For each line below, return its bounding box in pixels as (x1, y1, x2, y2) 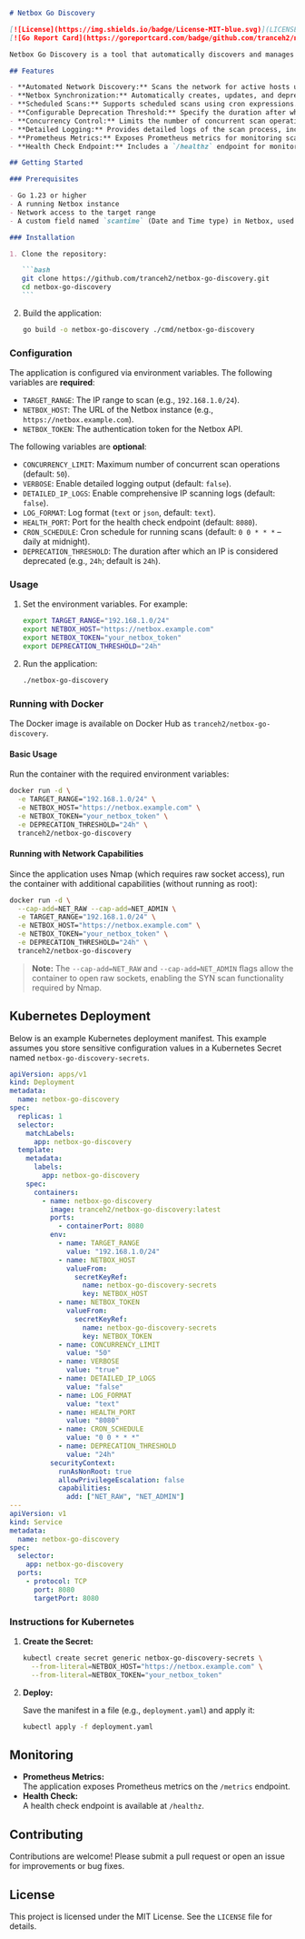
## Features (9, 66, 54, 75)
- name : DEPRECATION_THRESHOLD (57, 1442, 177, 1451)
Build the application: (22, 307, 102, 318)
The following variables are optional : (9, 441, 147, 452)
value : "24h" (66, 1450, 116, 1459)
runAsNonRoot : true (57, 1467, 132, 1476)
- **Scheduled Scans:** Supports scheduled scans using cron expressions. (9, 100, 299, 109)
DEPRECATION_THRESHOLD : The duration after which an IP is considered (22, 546, 279, 557)
